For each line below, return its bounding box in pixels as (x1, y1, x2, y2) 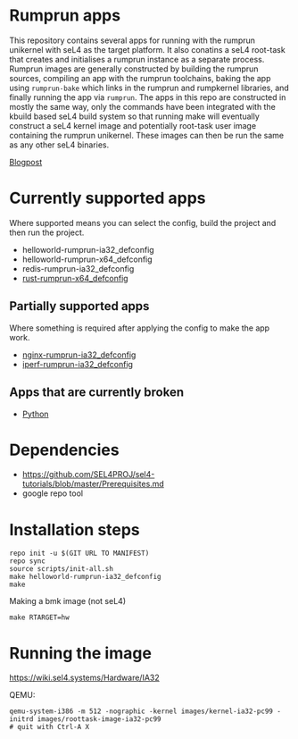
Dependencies (9, 440, 120, 460)
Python (21, 408, 49, 419)
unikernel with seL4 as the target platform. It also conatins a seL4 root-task (9, 44, 286, 55)
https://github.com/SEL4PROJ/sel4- (21, 469, 155, 480)
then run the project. (9, 227, 85, 238)
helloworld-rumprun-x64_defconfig (21, 254, 153, 265)
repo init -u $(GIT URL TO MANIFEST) (9, 549, 150, 558)
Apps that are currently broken (9, 385, 185, 400)
